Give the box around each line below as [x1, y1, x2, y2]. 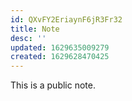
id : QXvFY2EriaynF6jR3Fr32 [10, 14, 123, 25]
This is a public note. [10, 79, 96, 91]
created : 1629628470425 [10, 52, 110, 62]
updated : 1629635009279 [10, 42, 110, 53]
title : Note [10, 24, 60, 34]
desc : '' [10, 33, 47, 43]
